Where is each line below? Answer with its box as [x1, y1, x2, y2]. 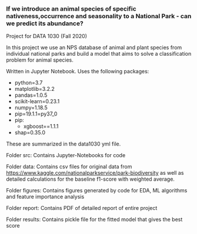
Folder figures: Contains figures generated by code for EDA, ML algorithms [6, 187, 188, 194]
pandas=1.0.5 [14, 91, 48, 99]
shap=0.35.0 [14, 129, 46, 136]
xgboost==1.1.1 [23, 123, 59, 130]
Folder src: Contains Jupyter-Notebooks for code [6, 152, 126, 159]
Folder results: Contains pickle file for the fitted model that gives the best [6, 216, 183, 223]
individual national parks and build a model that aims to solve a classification [6, 50, 192, 57]
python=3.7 [14, 79, 43, 86]
